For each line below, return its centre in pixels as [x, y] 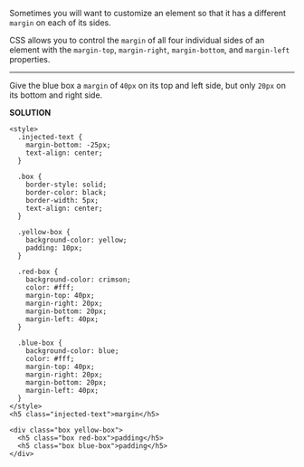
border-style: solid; [66, 185]
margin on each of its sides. [60, 23]
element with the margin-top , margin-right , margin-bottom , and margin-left [150, 50]
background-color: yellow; [76, 240]
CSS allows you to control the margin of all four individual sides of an [137, 40]
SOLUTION [30, 113]
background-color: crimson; [78, 280]
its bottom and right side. [56, 95]
